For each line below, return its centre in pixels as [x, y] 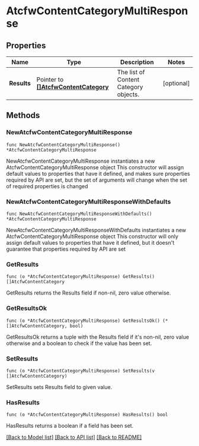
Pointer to [50, 80]
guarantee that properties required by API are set [66, 249]
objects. [128, 94]
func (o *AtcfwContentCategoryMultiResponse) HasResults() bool [87, 415]
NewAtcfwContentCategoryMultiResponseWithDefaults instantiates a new [96, 230]
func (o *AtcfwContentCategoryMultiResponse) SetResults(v [81, 371]
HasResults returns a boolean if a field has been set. [70, 426]
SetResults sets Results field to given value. [59, 387]
